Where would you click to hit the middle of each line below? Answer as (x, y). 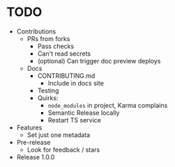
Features (29, 127)
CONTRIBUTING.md (66, 75)
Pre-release (33, 142)
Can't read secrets (64, 54)
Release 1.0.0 (36, 157)
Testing (48, 90)
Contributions (36, 31)
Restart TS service (75, 120)
